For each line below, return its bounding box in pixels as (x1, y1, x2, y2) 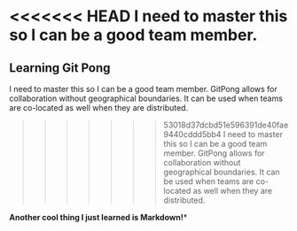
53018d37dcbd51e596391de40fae (163, 119, 289, 130)
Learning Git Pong (9, 60, 111, 75)
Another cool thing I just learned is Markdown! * (9, 212, 188, 222)
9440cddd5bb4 (163, 129, 222, 139)
